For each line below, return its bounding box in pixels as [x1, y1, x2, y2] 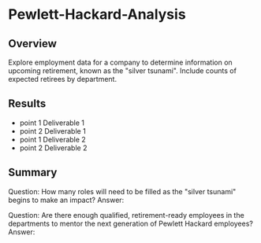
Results [8, 97, 47, 111]
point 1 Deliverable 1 [19, 118, 85, 127]
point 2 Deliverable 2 [19, 143, 88, 153]
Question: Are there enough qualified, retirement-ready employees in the [8, 210, 244, 219]
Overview [8, 37, 58, 50]
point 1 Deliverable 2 [19, 134, 87, 144]
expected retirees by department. [8, 75, 117, 83]
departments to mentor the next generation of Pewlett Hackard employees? [8, 219, 254, 228]
